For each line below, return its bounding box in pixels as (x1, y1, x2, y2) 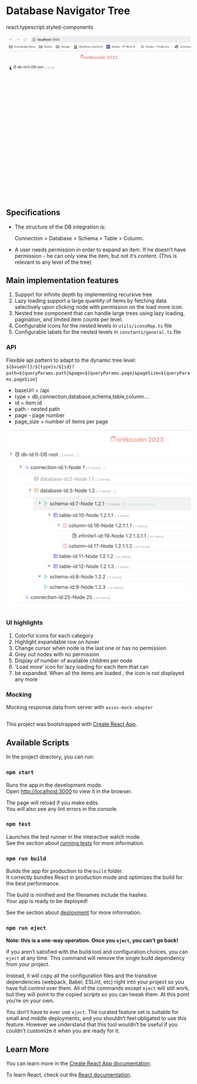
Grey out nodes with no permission (14, 650, 100, 657)
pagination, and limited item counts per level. (14, 316, 123, 323)
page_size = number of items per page (14, 418, 108, 425)
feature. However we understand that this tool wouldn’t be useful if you (6, 1021, 178, 1028)
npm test (6, 821, 31, 828)
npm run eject (6, 925, 46, 932)
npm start (6, 769, 34, 776)
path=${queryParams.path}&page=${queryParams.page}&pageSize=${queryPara (6, 370, 191, 376)
